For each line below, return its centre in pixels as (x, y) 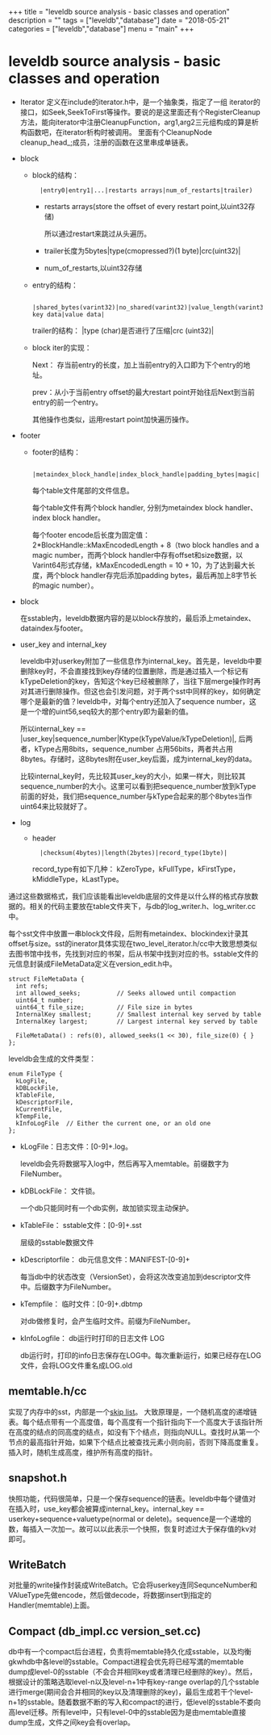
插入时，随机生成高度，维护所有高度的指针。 (83, 1452)
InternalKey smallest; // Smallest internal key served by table (139, 1014)
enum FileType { (35, 1074)
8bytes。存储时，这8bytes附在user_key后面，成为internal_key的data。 (138, 759)
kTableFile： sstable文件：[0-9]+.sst (81, 1225)
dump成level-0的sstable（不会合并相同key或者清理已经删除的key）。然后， (133, 1672)
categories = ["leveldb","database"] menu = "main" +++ (101, 29)
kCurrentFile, (39, 1109)
